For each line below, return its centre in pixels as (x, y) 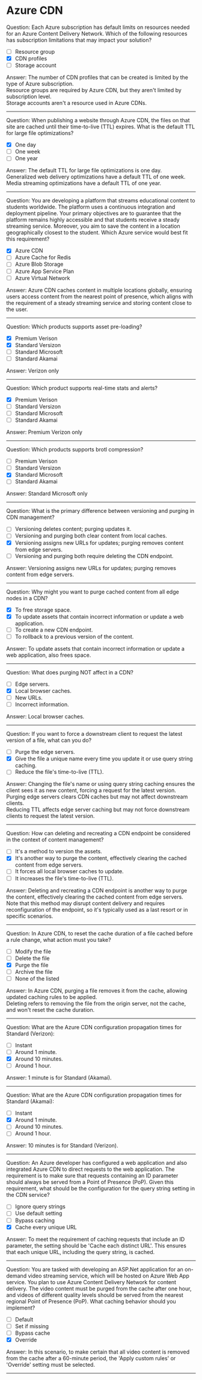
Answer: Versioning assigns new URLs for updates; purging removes (91, 568)
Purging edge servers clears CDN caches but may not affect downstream (97, 797)
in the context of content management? (55, 840)
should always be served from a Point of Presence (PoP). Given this (90, 1182)
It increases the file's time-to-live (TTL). (64, 878)
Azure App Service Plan (44, 271)
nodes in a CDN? (27, 598)
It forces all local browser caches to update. (69, 871)
